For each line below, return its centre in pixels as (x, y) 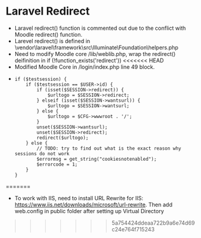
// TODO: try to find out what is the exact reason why (109, 148)
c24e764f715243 (133, 229)
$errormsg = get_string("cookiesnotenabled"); (97, 159)
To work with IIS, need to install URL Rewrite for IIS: (79, 198)
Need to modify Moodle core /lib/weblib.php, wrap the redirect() (95, 54)
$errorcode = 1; (57, 164)
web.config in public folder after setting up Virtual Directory (89, 211)
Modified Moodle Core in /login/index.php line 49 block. (85, 67)
